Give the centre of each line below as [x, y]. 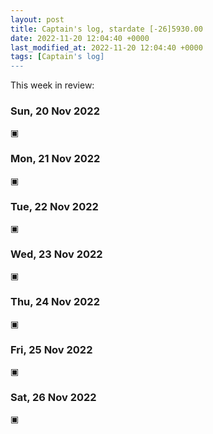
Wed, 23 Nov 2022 [56, 254]
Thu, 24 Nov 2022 [55, 302]
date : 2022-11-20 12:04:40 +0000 [80, 38]
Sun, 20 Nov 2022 [55, 111]
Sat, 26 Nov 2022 [53, 397]
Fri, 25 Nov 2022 [51, 349]
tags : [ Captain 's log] [57, 57]
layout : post [37, 19]
